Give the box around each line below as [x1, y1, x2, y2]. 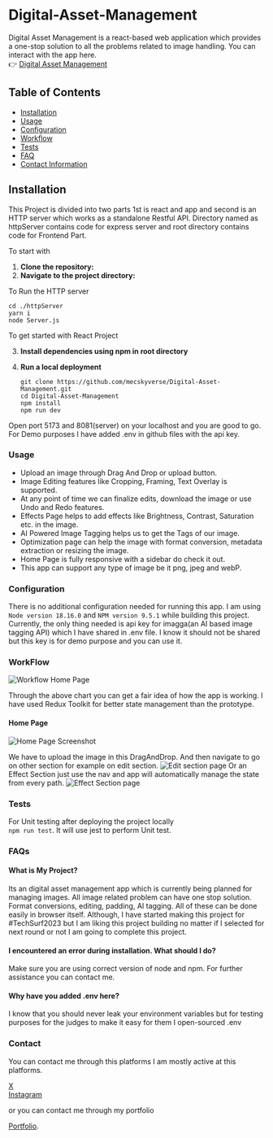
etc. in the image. [19, 519, 79, 530]
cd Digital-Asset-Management [19, 392, 119, 400]
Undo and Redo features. [19, 502, 105, 512]
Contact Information [19, 159, 88, 168]
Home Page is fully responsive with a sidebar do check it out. [19, 554, 226, 564]
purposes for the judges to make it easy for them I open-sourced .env [8, 1018, 242, 1027]
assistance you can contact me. [8, 972, 115, 982]
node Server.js [8, 316, 60, 325]
